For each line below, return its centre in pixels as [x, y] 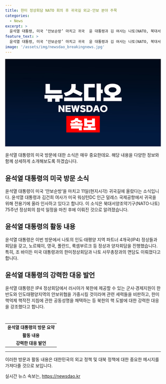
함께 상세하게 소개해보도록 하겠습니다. [41, 161]
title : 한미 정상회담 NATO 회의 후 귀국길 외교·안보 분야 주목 [61, 10]
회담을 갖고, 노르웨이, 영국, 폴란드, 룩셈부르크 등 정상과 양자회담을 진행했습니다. [82, 246]
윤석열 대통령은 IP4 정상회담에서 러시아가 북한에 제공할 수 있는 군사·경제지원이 [80, 288]
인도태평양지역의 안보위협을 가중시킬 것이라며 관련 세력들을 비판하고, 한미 [89, 294]
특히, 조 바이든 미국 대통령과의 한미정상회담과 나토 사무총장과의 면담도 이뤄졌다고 [83, 252]
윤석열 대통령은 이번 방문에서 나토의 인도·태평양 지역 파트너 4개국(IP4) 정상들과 [81, 239]
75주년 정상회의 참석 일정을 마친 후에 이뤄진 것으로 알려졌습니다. [67, 210]
